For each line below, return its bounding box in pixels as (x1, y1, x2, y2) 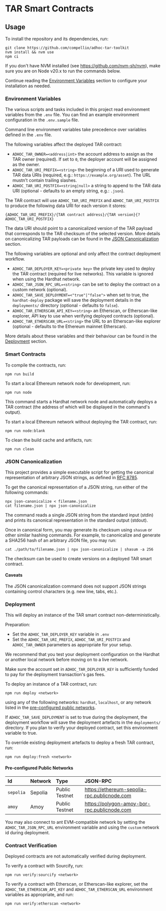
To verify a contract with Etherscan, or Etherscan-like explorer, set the (5, 881, 148, 887)
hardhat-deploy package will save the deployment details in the (12, 297, 141, 303)
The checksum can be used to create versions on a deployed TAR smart (5, 555, 152, 561)
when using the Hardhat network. (12, 276, 81, 282)
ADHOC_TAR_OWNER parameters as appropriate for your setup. (12, 642, 132, 648)
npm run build (5, 372, 35, 376)
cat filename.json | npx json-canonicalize (5, 503, 96, 508)
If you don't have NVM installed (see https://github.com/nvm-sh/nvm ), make (5, 63, 161, 68)
